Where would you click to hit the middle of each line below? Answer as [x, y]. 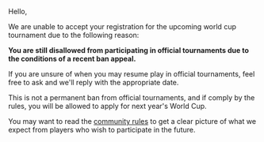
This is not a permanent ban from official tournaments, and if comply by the [132, 97]
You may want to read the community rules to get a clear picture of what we [132, 121]
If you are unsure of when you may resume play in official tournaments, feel [132, 74]
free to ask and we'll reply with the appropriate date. [94, 82]
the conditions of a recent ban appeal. [72, 59]
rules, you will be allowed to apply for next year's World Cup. [108, 106]
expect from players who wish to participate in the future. [102, 130]
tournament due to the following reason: [74, 35]
